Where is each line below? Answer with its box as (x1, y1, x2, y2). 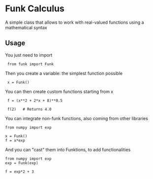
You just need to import (5, 52, 53, 58)
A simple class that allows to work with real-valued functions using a (5, 19, 144, 25)
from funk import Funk (7, 61, 54, 67)
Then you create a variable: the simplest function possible (5, 70, 123, 76)
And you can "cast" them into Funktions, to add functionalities (5, 146, 131, 152)
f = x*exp (5, 138, 26, 143)
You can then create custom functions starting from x (5, 89, 114, 94)
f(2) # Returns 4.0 (7, 107, 52, 112)
